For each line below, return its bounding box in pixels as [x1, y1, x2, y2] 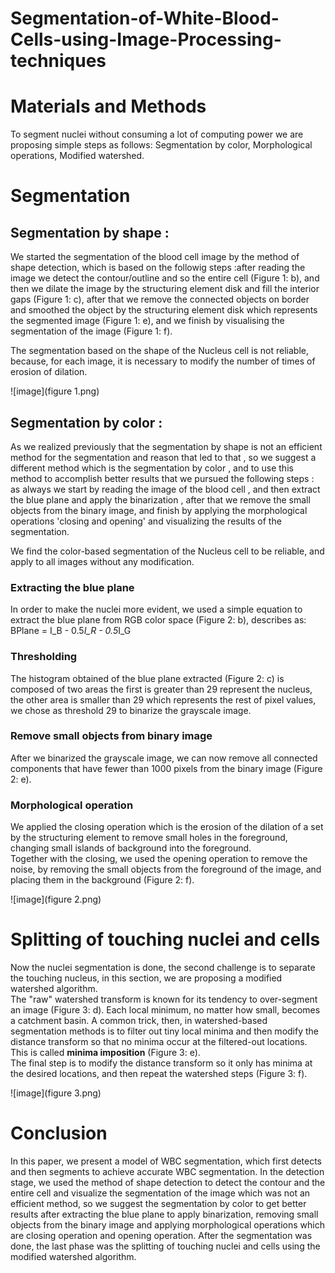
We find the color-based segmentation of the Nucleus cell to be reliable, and [10, 545, 325, 557]
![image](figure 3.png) [10, 1087, 102, 1099]
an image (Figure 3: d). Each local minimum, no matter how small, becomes [10, 1004, 321, 1016]
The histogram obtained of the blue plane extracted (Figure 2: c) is [10, 672, 285, 684]
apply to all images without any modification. [10, 555, 195, 567]
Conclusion [10, 1122, 108, 1145]
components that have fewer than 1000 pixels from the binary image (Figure [10, 762, 323, 774]
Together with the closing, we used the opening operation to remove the [10, 853, 308, 865]
